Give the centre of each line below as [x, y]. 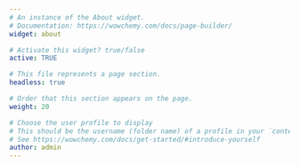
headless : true [37, 83]
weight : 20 [29, 107]
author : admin [36, 147]
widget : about [36, 34]
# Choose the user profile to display [81, 123]
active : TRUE [33, 59]
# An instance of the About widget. [77, 17]
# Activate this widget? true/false [77, 50]
